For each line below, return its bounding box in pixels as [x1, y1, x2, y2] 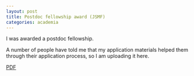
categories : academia [6, 19, 59, 25]
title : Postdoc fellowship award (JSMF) [6, 14, 106, 20]
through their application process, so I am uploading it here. [6, 53, 150, 60]
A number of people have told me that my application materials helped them [6, 46, 188, 53]
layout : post [6, 8, 38, 15]
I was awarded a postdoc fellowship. [6, 35, 94, 42]
